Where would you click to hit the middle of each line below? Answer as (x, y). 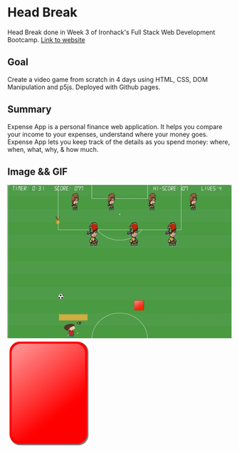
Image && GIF (38, 172)
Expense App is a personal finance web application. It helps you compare (115, 126)
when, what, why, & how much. (53, 149)
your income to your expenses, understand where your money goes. (108, 134)
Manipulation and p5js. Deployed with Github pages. (84, 87)
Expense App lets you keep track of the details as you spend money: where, (119, 142)
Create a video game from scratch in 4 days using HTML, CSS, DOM (108, 79)
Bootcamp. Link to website (46, 39)
